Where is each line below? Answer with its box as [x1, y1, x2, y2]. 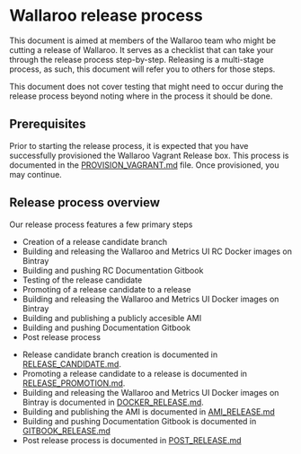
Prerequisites [9, 117, 86, 132]
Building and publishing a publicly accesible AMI [22, 312, 202, 323]
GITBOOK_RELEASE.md [22, 425, 111, 436]
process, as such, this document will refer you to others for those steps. [9, 64, 276, 74]
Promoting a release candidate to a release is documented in [22, 368, 248, 379]
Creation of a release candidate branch [22, 236, 168, 247]
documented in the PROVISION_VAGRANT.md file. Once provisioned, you [9, 159, 280, 170]
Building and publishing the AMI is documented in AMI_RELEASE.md [22, 406, 276, 417]
